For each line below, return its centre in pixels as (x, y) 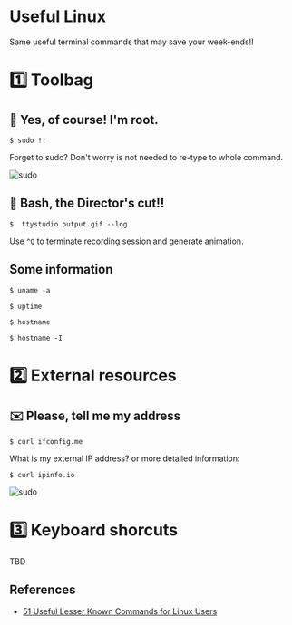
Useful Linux (58, 17)
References (43, 589)
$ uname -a (30, 290)
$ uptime (26, 306)
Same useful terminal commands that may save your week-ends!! (131, 42)
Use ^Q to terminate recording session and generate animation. (127, 241)
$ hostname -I (36, 338)
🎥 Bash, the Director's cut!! (87, 203)
